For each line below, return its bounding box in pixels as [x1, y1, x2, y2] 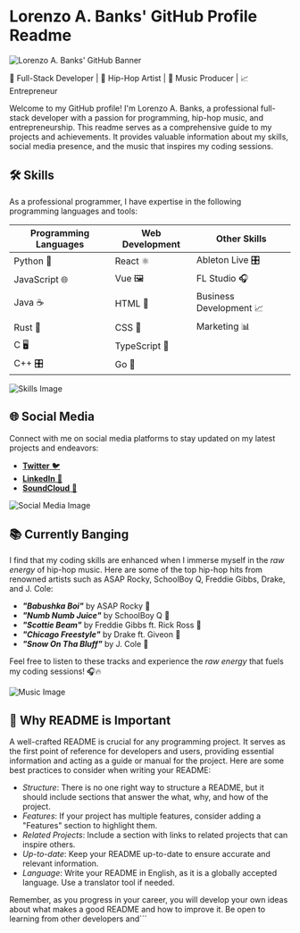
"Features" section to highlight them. [21, 820, 158, 831]
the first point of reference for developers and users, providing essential [9, 746, 275, 757]
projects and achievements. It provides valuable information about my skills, [9, 131, 288, 142]
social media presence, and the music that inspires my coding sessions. [9, 140, 274, 151]
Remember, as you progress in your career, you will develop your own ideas [9, 895, 288, 905]
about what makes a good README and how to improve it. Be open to [9, 904, 266, 915]
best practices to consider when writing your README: [9, 765, 212, 776]
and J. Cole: [9, 584, 54, 594]
